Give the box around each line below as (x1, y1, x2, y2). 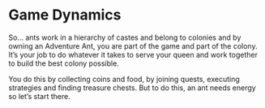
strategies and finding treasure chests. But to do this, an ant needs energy (8, 83, 257, 93)
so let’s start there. (8, 91, 71, 101)
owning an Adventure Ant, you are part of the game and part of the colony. (8, 41, 258, 50)
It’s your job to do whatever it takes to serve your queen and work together (8, 50, 258, 59)
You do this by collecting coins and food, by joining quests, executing (8, 74, 241, 84)
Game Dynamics (8, 6, 122, 24)
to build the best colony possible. (8, 58, 119, 68)
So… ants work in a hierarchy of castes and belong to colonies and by (8, 32, 241, 42)
